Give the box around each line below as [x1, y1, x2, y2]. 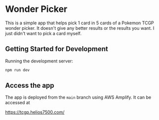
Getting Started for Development [5, 45, 108, 53]
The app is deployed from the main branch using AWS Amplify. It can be [5, 94, 152, 100]
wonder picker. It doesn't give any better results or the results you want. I [5, 25, 155, 31]
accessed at [5, 100, 30, 106]
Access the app [5, 81, 54, 90]
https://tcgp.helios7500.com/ [5, 109, 65, 115]
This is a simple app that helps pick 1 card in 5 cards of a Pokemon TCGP [5, 20, 155, 26]
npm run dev [5, 67, 30, 72]
